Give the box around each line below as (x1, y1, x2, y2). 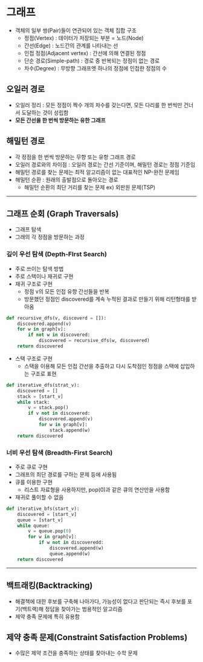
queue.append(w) (49, 550, 91, 557)
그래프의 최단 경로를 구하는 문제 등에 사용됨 (14, 470, 117, 478)
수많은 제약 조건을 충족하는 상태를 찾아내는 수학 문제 (14, 649, 138, 657)
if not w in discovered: (28, 332, 91, 338)
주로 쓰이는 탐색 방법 (14, 265, 64, 272)
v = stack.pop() (28, 404, 69, 411)
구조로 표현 (30, 370, 57, 377)
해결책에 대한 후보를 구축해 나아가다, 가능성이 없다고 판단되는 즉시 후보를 (14, 598, 186, 605)
